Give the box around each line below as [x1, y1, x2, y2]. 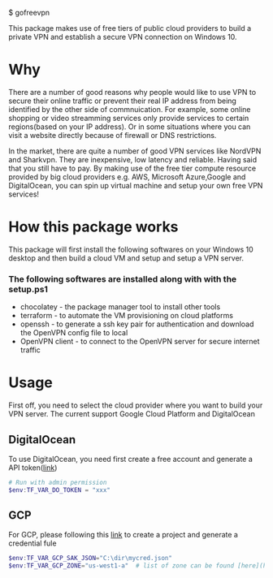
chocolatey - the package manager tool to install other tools [19, 302, 221, 312]
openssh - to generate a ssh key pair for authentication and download [19, 319, 254, 329]
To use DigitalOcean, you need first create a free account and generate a [8, 454, 253, 464]
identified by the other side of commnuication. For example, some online [8, 104, 251, 114]
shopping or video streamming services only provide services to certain [8, 113, 249, 123]
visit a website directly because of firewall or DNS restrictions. [8, 130, 217, 140]
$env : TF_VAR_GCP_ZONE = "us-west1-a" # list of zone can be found [8, 562, 234, 570]
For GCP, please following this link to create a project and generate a [8, 530, 238, 540]
